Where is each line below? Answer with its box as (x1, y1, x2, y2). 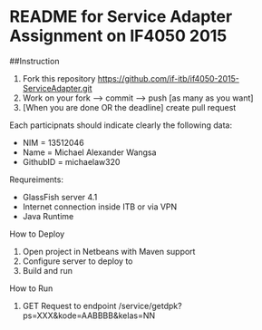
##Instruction (9, 55, 60, 66)
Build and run (22, 265, 73, 276)
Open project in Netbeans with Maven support (22, 246, 196, 257)
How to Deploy (9, 228, 65, 239)
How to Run (9, 283, 53, 294)
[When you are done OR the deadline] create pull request (22, 102, 237, 112)
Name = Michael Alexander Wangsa (22, 147, 157, 158)
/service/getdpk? (118, 300, 183, 311)
